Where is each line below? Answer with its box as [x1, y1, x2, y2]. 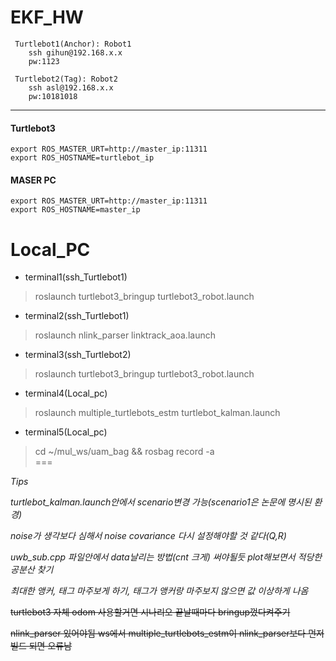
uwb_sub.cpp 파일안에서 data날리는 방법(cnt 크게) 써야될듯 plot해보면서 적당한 [10, 551, 323, 563]
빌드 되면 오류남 [10, 640, 73, 652]
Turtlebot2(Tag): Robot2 [14, 74, 118, 84]
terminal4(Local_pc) [24, 387, 108, 400]
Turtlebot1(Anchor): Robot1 [14, 39, 132, 49]
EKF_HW [10, 6, 84, 29]
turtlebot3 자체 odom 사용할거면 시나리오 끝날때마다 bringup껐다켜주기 [10, 606, 291, 618]
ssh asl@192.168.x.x [28, 82, 114, 93]
